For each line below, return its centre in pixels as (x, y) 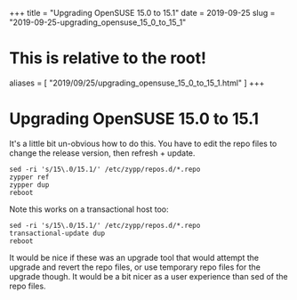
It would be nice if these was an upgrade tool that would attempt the (134, 257)
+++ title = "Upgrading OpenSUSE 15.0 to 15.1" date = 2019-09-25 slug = (142, 13)
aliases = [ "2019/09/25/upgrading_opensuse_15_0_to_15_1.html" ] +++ (137, 83)
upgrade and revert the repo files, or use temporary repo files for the (135, 267)
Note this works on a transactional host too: (89, 209)
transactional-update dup (57, 233)
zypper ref (29, 177)
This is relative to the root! (108, 58)
